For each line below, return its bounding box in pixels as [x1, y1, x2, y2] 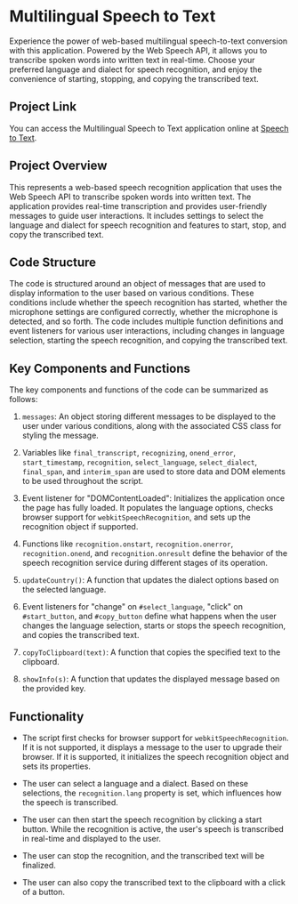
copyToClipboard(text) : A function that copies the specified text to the [21, 647, 281, 658]
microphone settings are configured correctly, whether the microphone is [9, 307, 278, 318]
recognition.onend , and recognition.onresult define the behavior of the [21, 548, 287, 559]
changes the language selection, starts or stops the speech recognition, [21, 620, 286, 631]
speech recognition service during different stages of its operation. [21, 558, 269, 569]
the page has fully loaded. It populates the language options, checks [21, 503, 274, 513]
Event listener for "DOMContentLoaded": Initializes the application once [21, 493, 286, 504]
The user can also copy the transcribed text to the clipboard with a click [21, 877, 286, 887]
